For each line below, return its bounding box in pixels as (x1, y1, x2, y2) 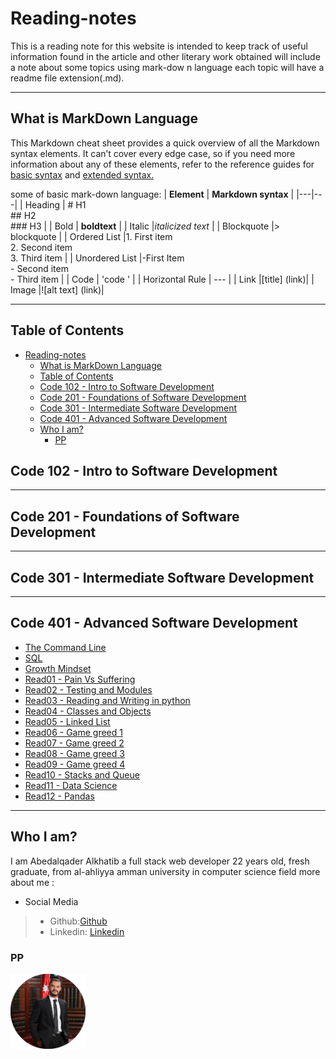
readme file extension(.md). (10, 72, 125, 84)
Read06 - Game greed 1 (24, 726, 123, 738)
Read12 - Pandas (24, 790, 95, 802)
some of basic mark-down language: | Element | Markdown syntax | (10, 188, 295, 200)
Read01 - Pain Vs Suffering (24, 673, 136, 685)
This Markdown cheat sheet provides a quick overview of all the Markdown (10, 137, 320, 149)
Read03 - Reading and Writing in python (24, 694, 191, 706)
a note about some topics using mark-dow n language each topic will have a (10, 61, 325, 73)
